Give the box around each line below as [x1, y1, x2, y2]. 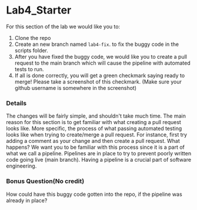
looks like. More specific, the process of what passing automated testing [6, 125, 182, 132]
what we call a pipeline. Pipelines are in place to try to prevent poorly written [6, 150, 192, 157]
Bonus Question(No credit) [6, 177, 85, 185]
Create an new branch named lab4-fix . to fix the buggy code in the [14, 41, 179, 48]
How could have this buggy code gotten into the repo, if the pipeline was [6, 191, 182, 198]
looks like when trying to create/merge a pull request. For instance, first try [6, 131, 187, 138]
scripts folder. [14, 46, 49, 54]
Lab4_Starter [6, 4, 72, 17]
